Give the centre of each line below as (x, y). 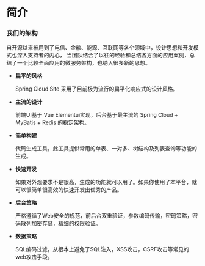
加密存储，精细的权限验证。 (66, 223)
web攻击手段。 (34, 257)
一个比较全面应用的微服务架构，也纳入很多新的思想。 (84, 63)
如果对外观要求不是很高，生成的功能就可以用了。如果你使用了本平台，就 (106, 182)
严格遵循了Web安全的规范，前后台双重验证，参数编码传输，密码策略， (104, 216)
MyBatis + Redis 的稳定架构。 (52, 122)
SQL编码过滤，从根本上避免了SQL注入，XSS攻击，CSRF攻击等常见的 (102, 249)
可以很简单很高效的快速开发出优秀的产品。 (69, 190)
